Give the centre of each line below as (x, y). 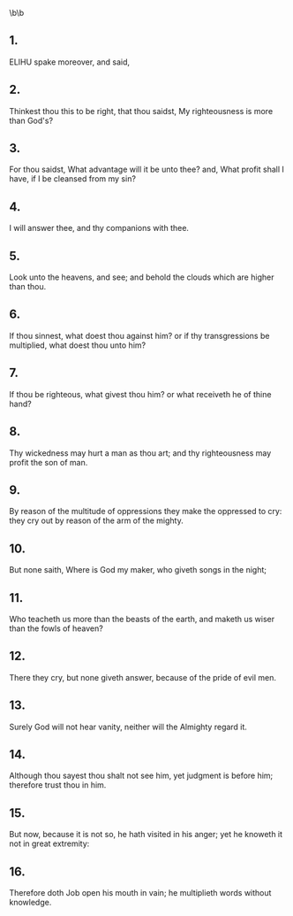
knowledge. (30, 902)
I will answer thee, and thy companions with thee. (99, 228)
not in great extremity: (49, 843)
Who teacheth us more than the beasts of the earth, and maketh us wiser (142, 619)
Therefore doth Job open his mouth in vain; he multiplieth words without (140, 893)
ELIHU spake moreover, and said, (70, 62)
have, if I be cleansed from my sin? (73, 179)
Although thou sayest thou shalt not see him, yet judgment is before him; (141, 776)
